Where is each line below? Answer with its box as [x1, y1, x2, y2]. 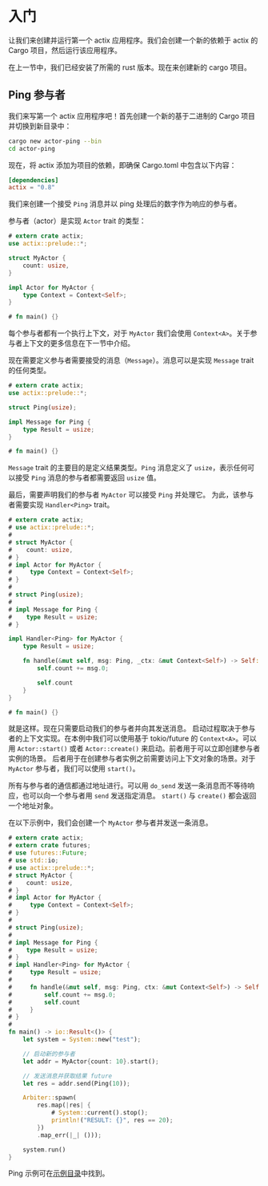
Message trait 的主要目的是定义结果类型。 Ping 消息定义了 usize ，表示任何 [8, 463, 248, 473]
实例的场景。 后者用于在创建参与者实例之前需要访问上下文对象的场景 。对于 [8, 753, 256, 763]
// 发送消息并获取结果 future [22, 1072, 113, 1080]
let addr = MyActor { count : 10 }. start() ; [22, 1057, 159, 1066]
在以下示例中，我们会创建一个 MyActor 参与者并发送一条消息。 [8, 818, 213, 827]
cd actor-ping [8, 144, 56, 152]
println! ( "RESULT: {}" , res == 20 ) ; [50, 1116, 174, 1124]
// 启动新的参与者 [22, 1050, 76, 1058]
